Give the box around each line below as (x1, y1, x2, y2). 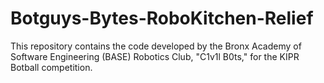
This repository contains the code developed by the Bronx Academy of (10, 40, 302, 52)
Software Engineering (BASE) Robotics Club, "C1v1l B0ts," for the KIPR (10, 50, 300, 62)
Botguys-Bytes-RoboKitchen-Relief (10, 7, 314, 30)
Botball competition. (10, 61, 93, 73)
